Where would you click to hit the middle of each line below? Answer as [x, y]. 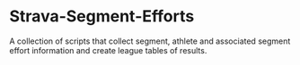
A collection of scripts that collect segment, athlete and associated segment [150, 41]
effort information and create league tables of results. [108, 50]
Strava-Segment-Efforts [102, 16]
